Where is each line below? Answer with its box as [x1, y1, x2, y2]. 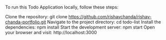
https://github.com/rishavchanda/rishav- [68, 14, 152, 19]
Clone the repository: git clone [5, 14, 68, 19]
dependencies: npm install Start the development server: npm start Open [5, 24, 155, 30]
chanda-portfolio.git [5, 19, 46, 25]
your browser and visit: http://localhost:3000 [5, 30, 97, 35]
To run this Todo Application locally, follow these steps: [5, 4, 119, 10]
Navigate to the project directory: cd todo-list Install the [47, 19, 161, 25]
